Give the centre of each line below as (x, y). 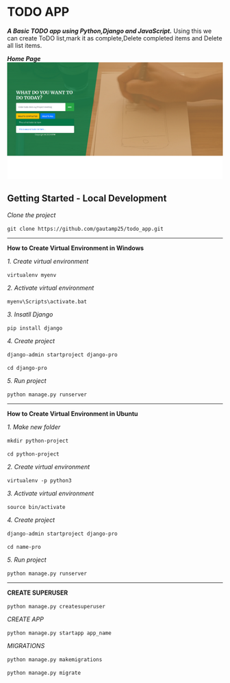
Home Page (24, 58)
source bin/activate (37, 507)
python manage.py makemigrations (55, 659)
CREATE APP (26, 619)
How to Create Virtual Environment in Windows (76, 248)
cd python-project (33, 454)
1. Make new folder (34, 427)
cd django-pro (27, 368)
